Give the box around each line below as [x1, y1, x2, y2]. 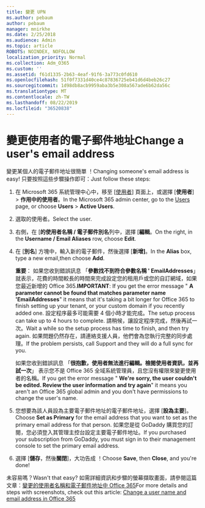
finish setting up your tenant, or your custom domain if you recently [15, 302, 185, 310]
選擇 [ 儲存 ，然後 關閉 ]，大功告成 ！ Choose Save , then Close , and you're [15, 455, 197, 462]
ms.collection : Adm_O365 [6, 60, 70, 66]
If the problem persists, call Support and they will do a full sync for [26, 340, 193, 348]
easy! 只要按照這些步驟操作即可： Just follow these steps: [6, 175, 151, 183]
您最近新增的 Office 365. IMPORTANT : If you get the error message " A [15, 282, 193, 290]
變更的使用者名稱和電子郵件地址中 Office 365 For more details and [22, 482, 188, 489]
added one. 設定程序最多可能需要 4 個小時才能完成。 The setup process [15, 309, 195, 317]
